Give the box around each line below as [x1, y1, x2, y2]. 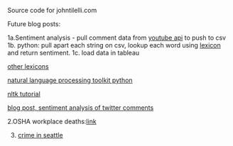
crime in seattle [17, 131, 63, 139]
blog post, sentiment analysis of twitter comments [7, 103, 154, 112]
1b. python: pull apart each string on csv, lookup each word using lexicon [7, 41, 222, 49]
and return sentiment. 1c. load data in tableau [7, 49, 140, 57]
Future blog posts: [7, 20, 61, 28]
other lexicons [7, 62, 49, 70]
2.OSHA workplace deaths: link [7, 117, 97, 125]
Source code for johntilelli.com [7, 6, 97, 14]
